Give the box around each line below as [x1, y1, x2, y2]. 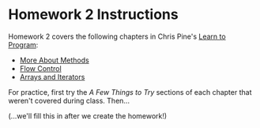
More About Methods [19, 55, 89, 65]
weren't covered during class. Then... [8, 96, 130, 105]
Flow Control [19, 63, 62, 73]
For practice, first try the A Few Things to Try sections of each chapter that [8, 87, 252, 96]
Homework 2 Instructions [8, 6, 179, 24]
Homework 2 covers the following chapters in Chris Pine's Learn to [8, 32, 227, 41]
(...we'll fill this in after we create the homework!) [8, 111, 168, 120]
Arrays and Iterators [19, 72, 85, 81]
